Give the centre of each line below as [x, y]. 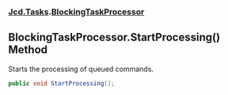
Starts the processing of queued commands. [81, 69]
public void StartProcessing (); [61, 83]
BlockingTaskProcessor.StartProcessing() [114, 38]
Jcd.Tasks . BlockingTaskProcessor [76, 12]
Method [28, 50]
